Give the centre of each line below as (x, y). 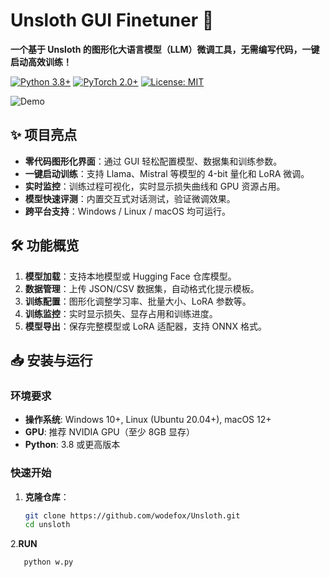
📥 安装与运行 (51, 360)
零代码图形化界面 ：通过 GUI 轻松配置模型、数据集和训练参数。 (153, 161)
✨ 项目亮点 (44, 135)
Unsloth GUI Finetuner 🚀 (112, 20)
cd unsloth (47, 525)
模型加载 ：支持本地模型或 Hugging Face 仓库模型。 (130, 276)
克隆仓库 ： (47, 496)
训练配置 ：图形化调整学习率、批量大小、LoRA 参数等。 (138, 301)
